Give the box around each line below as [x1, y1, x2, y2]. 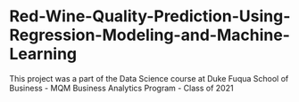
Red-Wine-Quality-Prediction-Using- [9, 6, 291, 27]
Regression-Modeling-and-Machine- [9, 25, 290, 45]
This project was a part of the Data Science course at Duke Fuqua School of [9, 73, 289, 83]
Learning [9, 44, 78, 64]
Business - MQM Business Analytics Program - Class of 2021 [9, 82, 234, 93]
